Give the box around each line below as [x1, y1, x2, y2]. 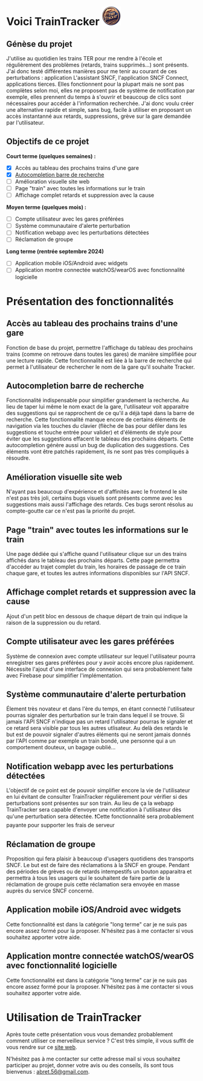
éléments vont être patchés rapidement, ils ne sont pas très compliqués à [6, 448, 189, 456]
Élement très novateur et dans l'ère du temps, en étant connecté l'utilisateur [6, 705, 195, 712]
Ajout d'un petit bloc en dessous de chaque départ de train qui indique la [6, 612, 188, 619]
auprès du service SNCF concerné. [6, 887, 94, 894]
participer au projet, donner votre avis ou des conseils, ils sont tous [6, 1061, 174, 1069]
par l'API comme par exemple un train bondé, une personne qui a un [6, 737, 176, 744]
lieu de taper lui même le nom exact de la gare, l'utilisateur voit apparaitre [6, 403, 189, 410]
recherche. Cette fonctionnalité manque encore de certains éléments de [6, 416, 186, 423]
